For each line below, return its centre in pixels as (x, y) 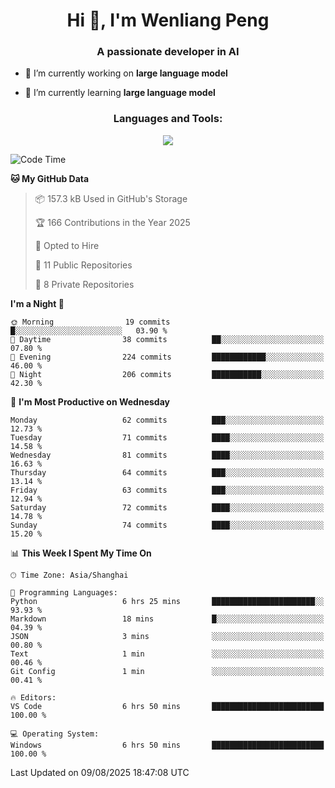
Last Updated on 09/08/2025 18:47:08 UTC (100, 772)
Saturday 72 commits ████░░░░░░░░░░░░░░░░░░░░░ (167, 507)
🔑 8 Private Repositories (84, 284)
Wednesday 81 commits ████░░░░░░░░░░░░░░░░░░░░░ (167, 455)
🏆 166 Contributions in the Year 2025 (112, 222)
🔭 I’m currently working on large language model (126, 73)
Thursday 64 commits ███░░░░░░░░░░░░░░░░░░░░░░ (167, 472)
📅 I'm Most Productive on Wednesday (90, 401)
